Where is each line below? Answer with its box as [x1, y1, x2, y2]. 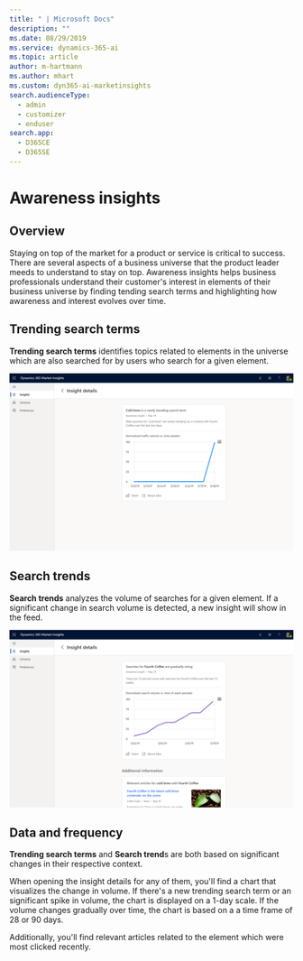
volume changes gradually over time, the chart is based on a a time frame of [9, 905, 293, 916]
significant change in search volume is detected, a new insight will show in [9, 602, 287, 613]
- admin [17, 100, 47, 109]
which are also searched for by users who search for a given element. [9, 355, 269, 365]
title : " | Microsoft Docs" [9, 14, 115, 23]
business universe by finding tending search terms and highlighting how [9, 285, 278, 297]
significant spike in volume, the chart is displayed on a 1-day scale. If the [9, 895, 280, 906]
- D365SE [17, 148, 50, 157]
